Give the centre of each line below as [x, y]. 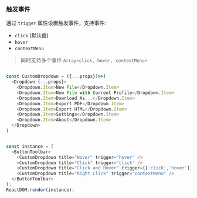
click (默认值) [31, 36]
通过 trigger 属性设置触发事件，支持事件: [56, 23]
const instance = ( [30, 146]
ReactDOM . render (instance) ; [40, 190]
